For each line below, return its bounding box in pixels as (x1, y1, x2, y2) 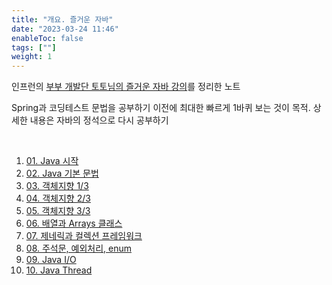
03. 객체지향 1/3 (25, 180, 89, 192)
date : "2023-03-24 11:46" (11, 24, 119, 34)
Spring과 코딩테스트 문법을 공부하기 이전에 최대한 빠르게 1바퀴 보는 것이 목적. (11, 102, 311, 114)
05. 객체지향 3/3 (25, 205, 91, 217)
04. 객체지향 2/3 (25, 192, 91, 205)
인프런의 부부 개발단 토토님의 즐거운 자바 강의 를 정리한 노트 (11, 81, 241, 93)
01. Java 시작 (25, 155, 79, 167)
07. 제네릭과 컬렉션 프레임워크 (25, 230, 143, 242)
